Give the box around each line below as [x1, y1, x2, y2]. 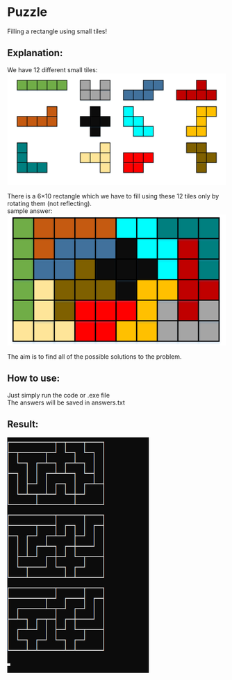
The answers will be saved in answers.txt [7, 398, 125, 407]
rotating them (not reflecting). [7, 199, 92, 208]
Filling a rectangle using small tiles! [7, 27, 108, 35]
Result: [7, 418, 39, 430]
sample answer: [7, 207, 53, 215]
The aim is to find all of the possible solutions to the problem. [7, 352, 182, 361]
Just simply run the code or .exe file [7, 391, 110, 399]
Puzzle [7, 4, 47, 20]
